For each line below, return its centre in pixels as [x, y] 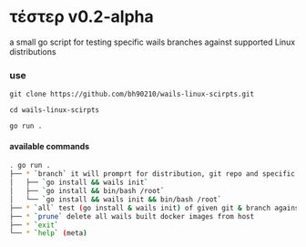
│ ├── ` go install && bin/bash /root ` [87, 191]
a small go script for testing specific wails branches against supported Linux [153, 42]
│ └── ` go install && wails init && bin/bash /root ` [116, 199]
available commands [50, 146]
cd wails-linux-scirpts [55, 110]
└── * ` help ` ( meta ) [49, 233]
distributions [33, 51]
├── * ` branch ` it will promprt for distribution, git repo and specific [153, 174]
